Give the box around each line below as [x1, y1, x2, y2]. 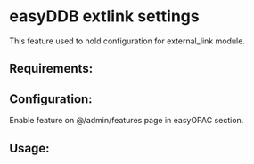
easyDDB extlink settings [9, 6, 200, 27]
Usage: [9, 140, 51, 156]
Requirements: [9, 61, 94, 76]
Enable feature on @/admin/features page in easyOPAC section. [9, 115, 244, 126]
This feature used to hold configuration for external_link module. [9, 35, 245, 46]
